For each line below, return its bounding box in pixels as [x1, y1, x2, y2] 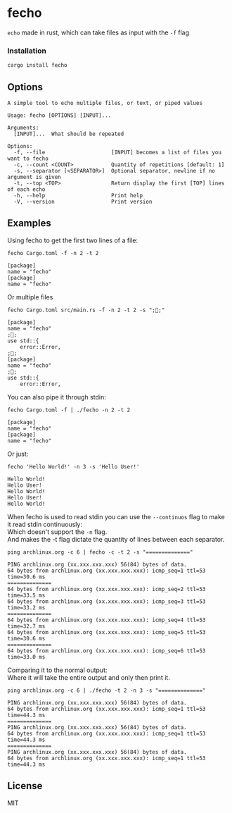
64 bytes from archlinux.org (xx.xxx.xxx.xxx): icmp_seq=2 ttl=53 [7, 585, 206, 592]
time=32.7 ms [7, 622, 46, 630]
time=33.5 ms [7, 592, 46, 599]
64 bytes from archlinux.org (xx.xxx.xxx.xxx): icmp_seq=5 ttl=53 [7, 628, 206, 635]
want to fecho [7, 155, 49, 163]
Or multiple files [7, 292, 53, 301]
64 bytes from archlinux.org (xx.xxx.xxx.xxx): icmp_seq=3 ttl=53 [7, 597, 206, 605]
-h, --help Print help [13, 192, 143, 199]
